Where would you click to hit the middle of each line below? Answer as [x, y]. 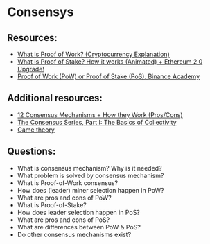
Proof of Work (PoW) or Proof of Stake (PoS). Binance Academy [108, 76]
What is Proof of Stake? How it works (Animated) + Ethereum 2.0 [110, 62]
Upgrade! [31, 69]
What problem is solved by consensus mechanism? [90, 175]
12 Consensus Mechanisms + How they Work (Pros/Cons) [100, 114]
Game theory [36, 130]
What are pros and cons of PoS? [63, 220]
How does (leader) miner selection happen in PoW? [90, 190]
